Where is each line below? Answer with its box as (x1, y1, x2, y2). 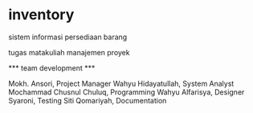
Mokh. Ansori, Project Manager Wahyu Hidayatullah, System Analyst (8, 79, 235, 88)
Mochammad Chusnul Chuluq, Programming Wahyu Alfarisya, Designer (8, 87, 245, 97)
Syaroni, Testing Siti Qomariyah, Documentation (8, 95, 167, 105)
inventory (8, 6, 75, 24)
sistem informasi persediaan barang (8, 32, 128, 42)
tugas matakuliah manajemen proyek (8, 47, 130, 57)
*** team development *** (8, 63, 96, 73)
